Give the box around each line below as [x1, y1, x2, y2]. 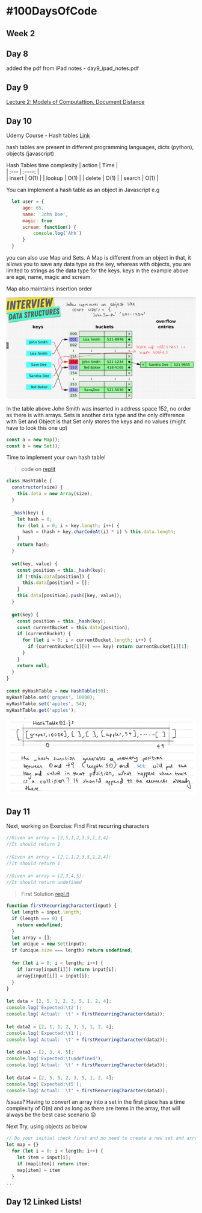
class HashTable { [6, 478, 52, 484]
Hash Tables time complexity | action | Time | [6, 162, 118, 169]
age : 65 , [22, 205, 44, 211]
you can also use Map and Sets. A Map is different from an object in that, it [6, 254, 191, 261]
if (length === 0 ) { [11, 915, 63, 921]
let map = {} [6, 1142, 39, 1148]
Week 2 [6, 28, 35, 39]
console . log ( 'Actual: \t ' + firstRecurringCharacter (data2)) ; [6, 1037, 168, 1043]
